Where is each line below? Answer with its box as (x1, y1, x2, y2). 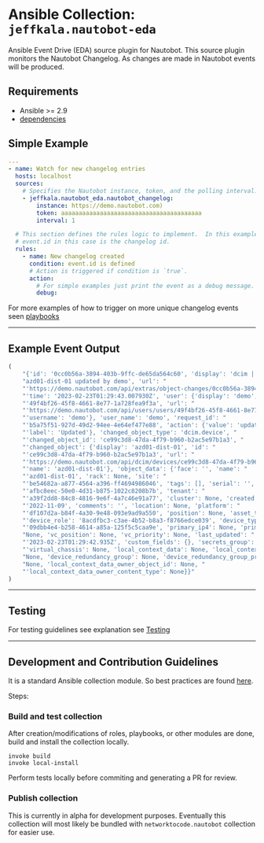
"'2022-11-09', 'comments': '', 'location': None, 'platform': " (22, 501, 241, 509)
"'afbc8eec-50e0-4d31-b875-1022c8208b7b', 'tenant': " (22, 487, 206, 495)
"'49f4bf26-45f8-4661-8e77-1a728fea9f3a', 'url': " (22, 399, 195, 407)
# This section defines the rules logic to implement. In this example (15, 231, 258, 238)
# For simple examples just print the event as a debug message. (36, 282, 255, 290)
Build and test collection (8, 711, 103, 722)
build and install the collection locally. (8, 738, 130, 747)
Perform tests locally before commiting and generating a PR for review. (8, 773, 238, 782)
